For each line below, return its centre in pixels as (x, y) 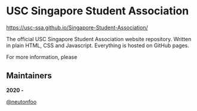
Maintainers (29, 76)
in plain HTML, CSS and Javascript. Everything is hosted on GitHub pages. (98, 45)
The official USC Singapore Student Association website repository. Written (99, 39)
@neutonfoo (21, 101)
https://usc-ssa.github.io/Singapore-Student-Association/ (77, 27)
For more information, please (42, 57)
